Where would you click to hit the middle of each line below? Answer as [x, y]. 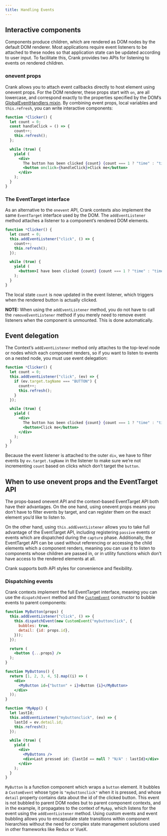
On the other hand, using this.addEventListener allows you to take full [78, 527]
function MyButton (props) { [34, 612]
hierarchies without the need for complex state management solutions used [83, 824]
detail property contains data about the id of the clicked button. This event [82, 798]
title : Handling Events [30, 10]
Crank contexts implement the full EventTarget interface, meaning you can [81, 592]
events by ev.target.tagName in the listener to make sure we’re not [73, 461]
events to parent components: [36, 603]
